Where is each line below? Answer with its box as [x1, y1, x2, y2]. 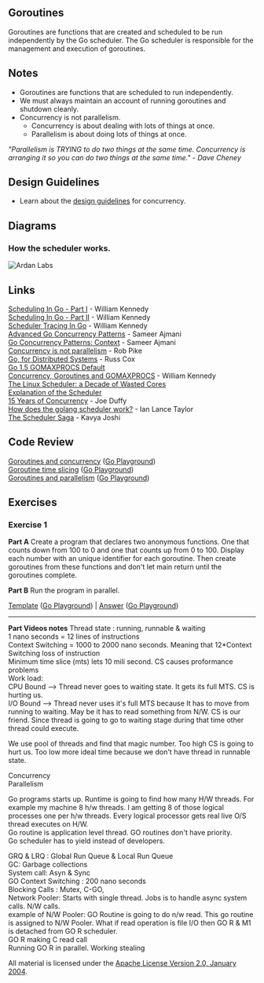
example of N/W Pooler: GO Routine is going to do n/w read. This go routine [8, 910, 254, 919]
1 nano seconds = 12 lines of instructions [8, 632, 140, 641]
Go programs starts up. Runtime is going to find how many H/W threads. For [8, 794, 255, 804]
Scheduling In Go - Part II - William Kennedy [8, 312, 151, 321]
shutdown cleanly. [19, 104, 79, 113]
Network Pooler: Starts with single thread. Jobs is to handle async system [8, 893, 247, 903]
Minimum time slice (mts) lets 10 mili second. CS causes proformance [8, 657, 233, 666]
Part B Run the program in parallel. [8, 585, 120, 596]
